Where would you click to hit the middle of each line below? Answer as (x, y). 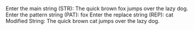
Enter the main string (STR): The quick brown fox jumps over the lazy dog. (97, 9)
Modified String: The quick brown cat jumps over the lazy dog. (83, 21)
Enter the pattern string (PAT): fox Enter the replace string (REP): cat (90, 15)
